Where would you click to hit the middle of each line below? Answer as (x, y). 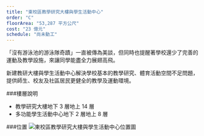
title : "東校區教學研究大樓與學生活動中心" (55, 12)
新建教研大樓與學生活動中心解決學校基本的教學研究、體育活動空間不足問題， (102, 73)
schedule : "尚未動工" (32, 35)
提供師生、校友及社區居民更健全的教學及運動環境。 (70, 81)
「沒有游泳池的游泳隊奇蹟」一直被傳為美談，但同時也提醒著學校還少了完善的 (102, 53)
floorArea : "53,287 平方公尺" (43, 23)
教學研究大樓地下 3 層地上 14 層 (55, 106)
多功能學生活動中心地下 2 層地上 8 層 (62, 114)
